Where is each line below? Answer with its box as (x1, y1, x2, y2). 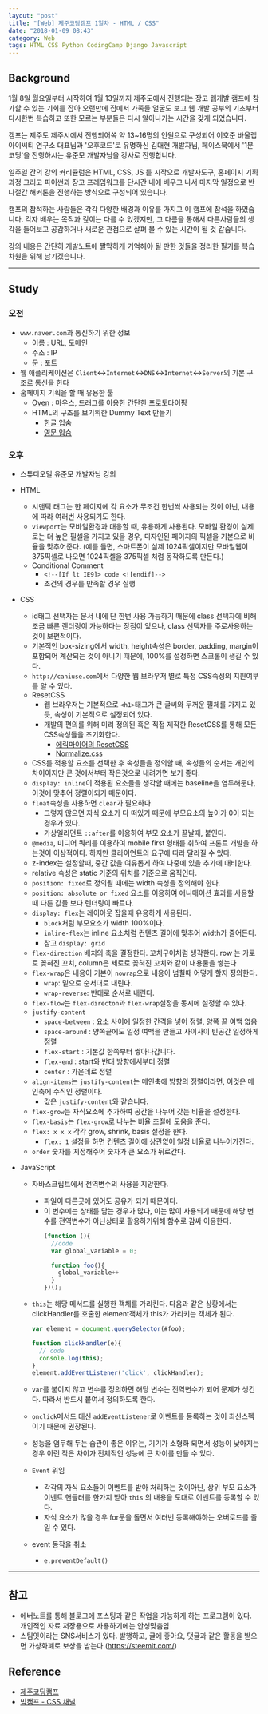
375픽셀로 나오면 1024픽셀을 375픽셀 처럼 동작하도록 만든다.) (31, 551, 225, 561)
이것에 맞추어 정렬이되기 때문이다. (31, 788, 137, 797)
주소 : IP (31, 347, 57, 357)
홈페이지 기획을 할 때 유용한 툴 (19, 387, 114, 397)
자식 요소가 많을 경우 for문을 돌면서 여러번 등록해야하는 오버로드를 (43, 1512, 249, 1522)
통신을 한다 (34, 378, 69, 387)
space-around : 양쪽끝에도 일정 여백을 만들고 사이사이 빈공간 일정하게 (43, 1026, 259, 1036)
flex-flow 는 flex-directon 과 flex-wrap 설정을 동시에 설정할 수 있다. (31, 997, 247, 1008)
